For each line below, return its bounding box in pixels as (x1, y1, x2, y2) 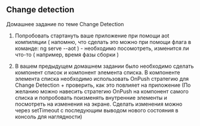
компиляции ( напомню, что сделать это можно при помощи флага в (14, 38, 192, 45)
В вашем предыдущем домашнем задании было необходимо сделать (14, 62, 194, 70)
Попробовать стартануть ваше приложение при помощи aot (14, 32, 170, 39)
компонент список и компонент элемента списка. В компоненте (14, 68, 180, 76)
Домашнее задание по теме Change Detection (6, 20, 124, 27)
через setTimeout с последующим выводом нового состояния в (14, 106, 179, 114)
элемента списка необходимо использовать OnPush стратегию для (14, 75, 189, 82)
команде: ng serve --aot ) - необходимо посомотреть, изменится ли (14, 45, 189, 52)
